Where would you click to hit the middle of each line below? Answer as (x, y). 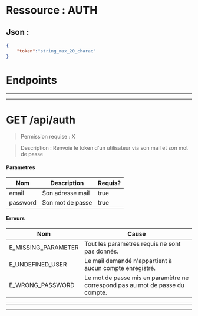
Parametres (21, 167)
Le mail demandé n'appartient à (128, 261)
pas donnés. (102, 251)
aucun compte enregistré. (120, 268)
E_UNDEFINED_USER (38, 264)
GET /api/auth (41, 120)
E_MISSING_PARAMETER (44, 247)
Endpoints (32, 80)
